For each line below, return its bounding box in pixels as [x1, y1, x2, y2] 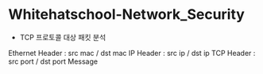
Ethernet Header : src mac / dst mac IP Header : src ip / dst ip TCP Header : [8, 48, 256, 57]
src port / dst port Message [8, 57, 98, 66]
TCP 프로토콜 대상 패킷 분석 [19, 32, 106, 42]
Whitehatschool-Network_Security [8, 6, 245, 24]
